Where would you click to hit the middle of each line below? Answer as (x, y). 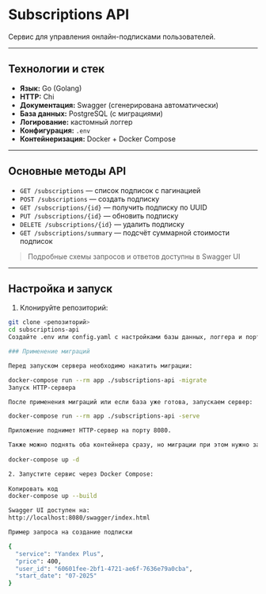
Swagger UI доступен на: (49, 511)
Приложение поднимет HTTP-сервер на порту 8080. (90, 430)
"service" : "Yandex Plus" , (60, 553)
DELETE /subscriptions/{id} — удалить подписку (102, 224)
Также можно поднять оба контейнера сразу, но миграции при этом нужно (129, 445)
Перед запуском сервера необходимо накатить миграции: (101, 366)
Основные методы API (67, 171)
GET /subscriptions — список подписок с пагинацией (110, 190)
